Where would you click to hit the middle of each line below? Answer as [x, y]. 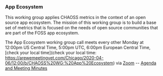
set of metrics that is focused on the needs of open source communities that [81, 28]
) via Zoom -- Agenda [135, 63]
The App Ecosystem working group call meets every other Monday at [74, 42]
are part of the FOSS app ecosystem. [42, 33]
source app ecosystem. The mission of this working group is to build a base [81, 22]
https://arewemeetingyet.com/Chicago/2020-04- [54, 58]
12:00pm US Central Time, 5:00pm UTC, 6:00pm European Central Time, [78, 48]
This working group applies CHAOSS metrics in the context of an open [75, 18]
